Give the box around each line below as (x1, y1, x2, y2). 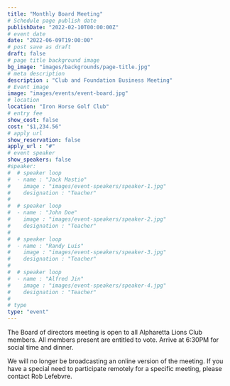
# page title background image (7, 57, 100, 64)
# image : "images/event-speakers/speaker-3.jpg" (7, 249, 167, 256)
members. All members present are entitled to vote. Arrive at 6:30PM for (7, 335, 219, 344)
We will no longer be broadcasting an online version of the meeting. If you (7, 357, 224, 365)
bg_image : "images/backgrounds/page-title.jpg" (7, 63, 151, 71)
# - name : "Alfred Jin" (7, 275, 84, 282)
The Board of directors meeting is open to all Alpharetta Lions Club (7, 328, 203, 336)
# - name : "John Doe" (7, 209, 78, 217)
